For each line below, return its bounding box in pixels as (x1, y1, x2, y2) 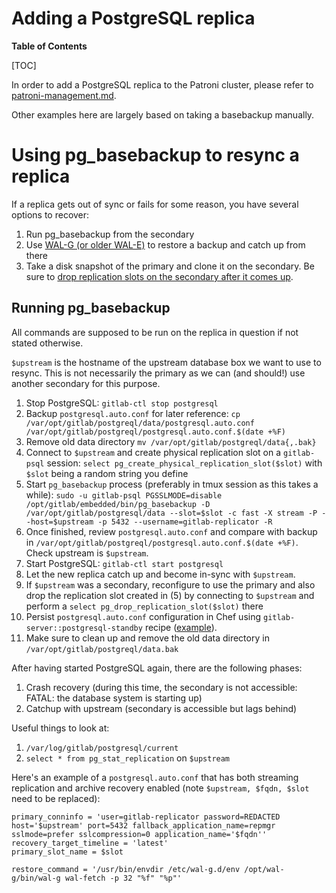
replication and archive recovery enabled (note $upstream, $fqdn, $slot (11, 782, 310, 794)
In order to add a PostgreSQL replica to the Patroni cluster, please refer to (11, 78, 314, 91)
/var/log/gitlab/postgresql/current (25, 743, 179, 753)
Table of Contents (11, 40, 88, 52)
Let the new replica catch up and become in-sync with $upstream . (25, 568, 296, 580)
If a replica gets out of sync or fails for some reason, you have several (11, 198, 299, 210)
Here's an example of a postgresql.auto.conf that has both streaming (11, 771, 299, 783)
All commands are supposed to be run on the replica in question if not (11, 326, 299, 338)
